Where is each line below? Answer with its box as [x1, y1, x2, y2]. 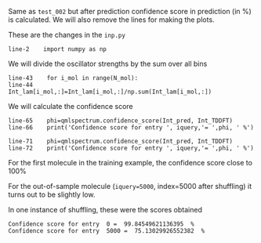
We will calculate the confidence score [8, 102, 133, 111]
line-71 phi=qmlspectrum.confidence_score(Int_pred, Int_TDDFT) [8, 137, 234, 145]
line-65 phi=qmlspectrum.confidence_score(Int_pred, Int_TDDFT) [8, 117, 234, 125]
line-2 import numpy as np [8, 45, 107, 53]
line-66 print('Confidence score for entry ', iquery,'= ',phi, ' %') [8, 124, 255, 132]
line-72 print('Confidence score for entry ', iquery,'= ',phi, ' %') [8, 144, 255, 152]
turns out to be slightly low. [8, 190, 96, 199]
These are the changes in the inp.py [8, 31, 125, 39]
